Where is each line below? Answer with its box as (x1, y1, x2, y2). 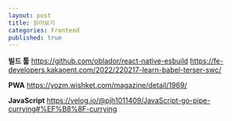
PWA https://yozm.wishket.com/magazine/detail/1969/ (8, 81, 188, 90)
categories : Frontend (8, 26, 80, 34)
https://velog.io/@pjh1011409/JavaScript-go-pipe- (46, 96, 211, 105)
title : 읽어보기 (8, 19, 56, 27)
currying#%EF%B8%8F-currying (8, 104, 118, 114)
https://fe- (189, 56, 224, 66)
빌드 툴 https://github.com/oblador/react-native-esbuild (8, 56, 188, 66)
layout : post (8, 11, 52, 20)
